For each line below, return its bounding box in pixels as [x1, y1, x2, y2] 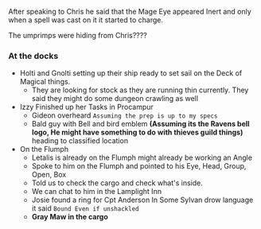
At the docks [8, 50, 59, 61]
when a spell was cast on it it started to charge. [8, 15, 163, 25]
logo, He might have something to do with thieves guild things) [31, 127, 243, 138]
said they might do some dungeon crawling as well [31, 94, 199, 103]
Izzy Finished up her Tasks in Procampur [19, 103, 154, 112]
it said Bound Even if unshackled [31, 204, 139, 213]
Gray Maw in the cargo [31, 212, 109, 222]
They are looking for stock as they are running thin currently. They [31, 85, 249, 95]
